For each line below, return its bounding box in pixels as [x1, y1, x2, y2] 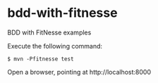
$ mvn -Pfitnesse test [7, 55, 74, 63]
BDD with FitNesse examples [7, 28, 92, 37]
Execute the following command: [7, 41, 103, 50]
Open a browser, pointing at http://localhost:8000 [7, 68, 152, 76]
